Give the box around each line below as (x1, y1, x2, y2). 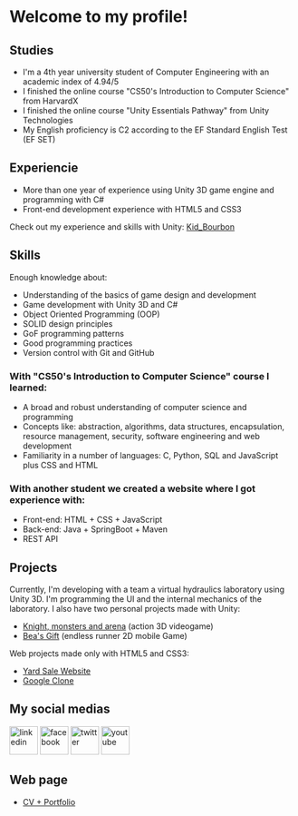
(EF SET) (22, 134, 56, 144)
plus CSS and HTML (22, 459, 99, 470)
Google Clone (22, 675, 74, 686)
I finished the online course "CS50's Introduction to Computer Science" (22, 86, 290, 96)
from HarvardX (22, 95, 79, 106)
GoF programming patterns (22, 328, 125, 339)
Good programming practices (22, 338, 133, 349)
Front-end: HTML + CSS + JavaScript (22, 515, 163, 526)
